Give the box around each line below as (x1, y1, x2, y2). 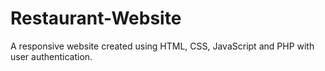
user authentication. (10, 50, 93, 62)
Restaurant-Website (10, 7, 182, 30)
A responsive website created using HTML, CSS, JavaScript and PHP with (10, 40, 315, 52)
